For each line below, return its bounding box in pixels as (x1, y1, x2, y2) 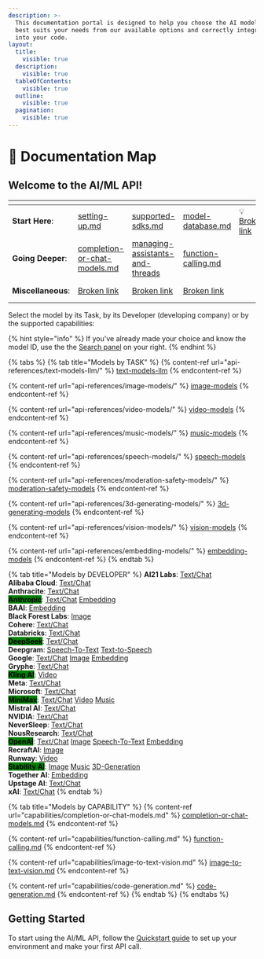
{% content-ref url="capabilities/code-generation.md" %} (8, 881, 196, 891)
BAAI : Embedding (8, 603, 67, 612)
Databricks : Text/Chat (8, 628, 81, 637)
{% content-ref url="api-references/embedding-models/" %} (8, 546, 207, 555)
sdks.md (131, 220, 163, 231)
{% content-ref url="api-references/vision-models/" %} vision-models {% (8, 522, 248, 531)
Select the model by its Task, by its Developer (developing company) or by (8, 310, 249, 319)
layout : (8, 41, 34, 49)
